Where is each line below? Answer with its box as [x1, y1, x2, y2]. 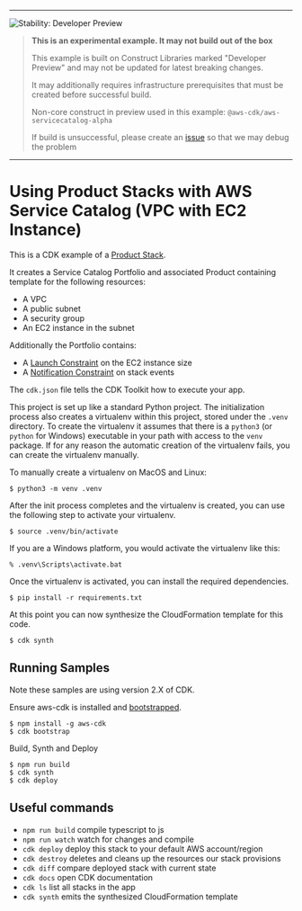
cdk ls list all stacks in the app [22, 881, 137, 892]
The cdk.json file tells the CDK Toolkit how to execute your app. [9, 384, 245, 395]
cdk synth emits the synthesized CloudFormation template [22, 891, 238, 902]
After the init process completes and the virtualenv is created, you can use [9, 500, 286, 511]
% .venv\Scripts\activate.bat [9, 559, 123, 569]
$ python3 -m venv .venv [9, 484, 102, 493]
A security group [22, 312, 85, 324]
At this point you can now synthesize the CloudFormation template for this [9, 609, 284, 620]
